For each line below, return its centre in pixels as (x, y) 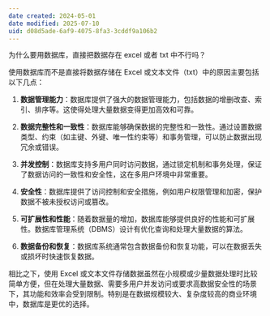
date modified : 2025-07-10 (54, 23)
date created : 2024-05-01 (52, 16)
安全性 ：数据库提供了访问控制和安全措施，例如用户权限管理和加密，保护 (141, 192)
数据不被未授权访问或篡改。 (66, 202)
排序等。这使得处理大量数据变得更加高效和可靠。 (116, 109)
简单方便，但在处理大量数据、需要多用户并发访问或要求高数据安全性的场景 (133, 284)
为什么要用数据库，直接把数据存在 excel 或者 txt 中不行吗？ (107, 55)
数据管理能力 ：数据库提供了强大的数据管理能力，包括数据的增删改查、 (137, 100)
